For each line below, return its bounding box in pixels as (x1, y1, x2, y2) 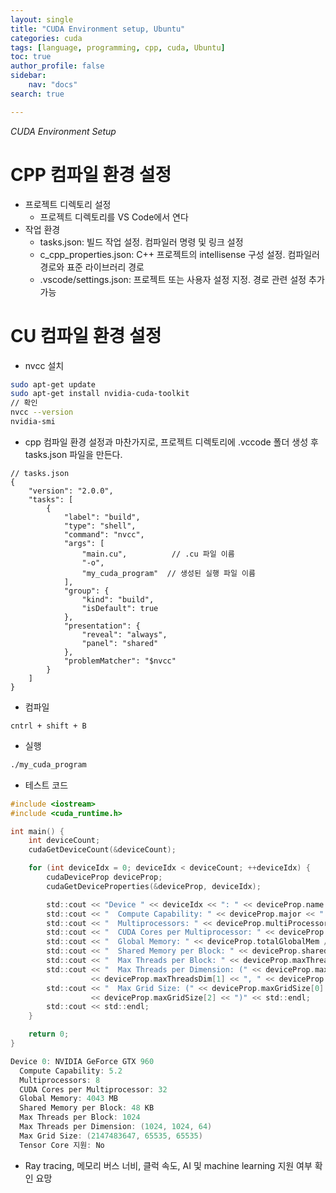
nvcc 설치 (24, 359, 65, 371)
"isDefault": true (81, 603, 159, 613)
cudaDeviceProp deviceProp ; (46, 872, 163, 882)
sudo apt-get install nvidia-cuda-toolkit (10, 389, 190, 399)
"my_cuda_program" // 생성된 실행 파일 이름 (81, 568, 256, 578)
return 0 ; (28, 1029, 70, 1040)
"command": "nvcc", (63, 529, 145, 540)
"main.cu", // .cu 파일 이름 (81, 549, 235, 559)
